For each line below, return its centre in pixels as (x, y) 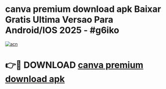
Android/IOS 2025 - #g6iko (62, 30)
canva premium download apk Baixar (83, 9)
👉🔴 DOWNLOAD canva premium (74, 65)
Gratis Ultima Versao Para (59, 20)
